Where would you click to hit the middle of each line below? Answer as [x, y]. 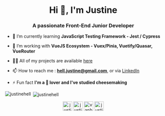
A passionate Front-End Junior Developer [83, 26]
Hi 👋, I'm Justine [83, 10]
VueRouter [24, 51]
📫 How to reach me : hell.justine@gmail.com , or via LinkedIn [76, 71]
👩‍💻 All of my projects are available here [52, 61]
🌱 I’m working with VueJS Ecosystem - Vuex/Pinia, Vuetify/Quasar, [82, 46]
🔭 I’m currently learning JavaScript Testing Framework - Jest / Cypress [86, 36]
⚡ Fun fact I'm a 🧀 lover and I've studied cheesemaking [70, 83]
